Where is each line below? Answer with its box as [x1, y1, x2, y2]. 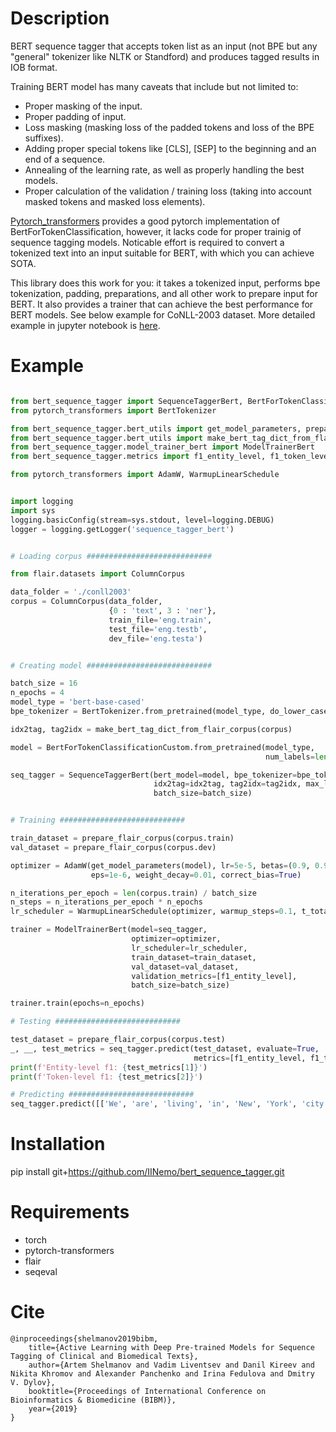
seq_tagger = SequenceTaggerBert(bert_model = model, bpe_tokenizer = [10, 770, 298, 780]
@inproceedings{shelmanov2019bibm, [10, 1333, 159, 1344]
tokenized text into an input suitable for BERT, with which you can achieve [10, 247, 315, 259]
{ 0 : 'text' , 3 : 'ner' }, [108, 606, 217, 616]
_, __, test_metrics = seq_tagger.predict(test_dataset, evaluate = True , [10, 1043, 320, 1054]
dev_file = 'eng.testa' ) [108, 633, 203, 644]
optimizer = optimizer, [131, 934, 222, 944]
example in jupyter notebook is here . [10, 319, 161, 331]
